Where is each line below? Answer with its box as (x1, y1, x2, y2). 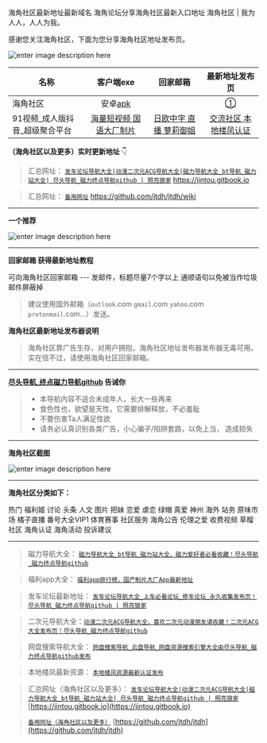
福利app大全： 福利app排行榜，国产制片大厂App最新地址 (27, 575, 193, 583)
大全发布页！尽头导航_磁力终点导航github (27, 627, 149, 635)
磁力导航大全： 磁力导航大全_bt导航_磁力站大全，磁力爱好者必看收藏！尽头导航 (27, 549, 259, 559)
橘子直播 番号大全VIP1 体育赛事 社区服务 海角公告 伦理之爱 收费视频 (17, 515, 238, 524)
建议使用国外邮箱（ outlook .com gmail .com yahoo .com (27, 300, 204, 308)
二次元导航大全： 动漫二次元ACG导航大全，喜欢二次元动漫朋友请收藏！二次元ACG (27, 617, 259, 626)
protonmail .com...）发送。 (27, 309, 114, 319)
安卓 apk (100, 99, 131, 109)
